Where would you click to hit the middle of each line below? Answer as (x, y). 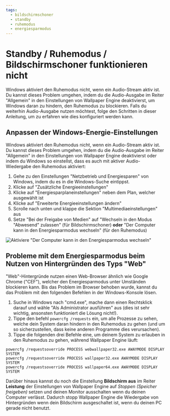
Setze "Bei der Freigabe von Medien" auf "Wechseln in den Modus (82, 219)
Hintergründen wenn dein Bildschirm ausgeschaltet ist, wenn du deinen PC (84, 402)
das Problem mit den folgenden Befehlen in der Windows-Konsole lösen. (81, 292)
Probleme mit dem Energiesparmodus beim (75, 256)
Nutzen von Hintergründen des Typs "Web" (76, 264)
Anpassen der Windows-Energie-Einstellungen (82, 133)
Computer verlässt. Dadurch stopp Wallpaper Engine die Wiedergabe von (82, 397)
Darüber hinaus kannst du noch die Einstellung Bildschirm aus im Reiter (81, 381)
